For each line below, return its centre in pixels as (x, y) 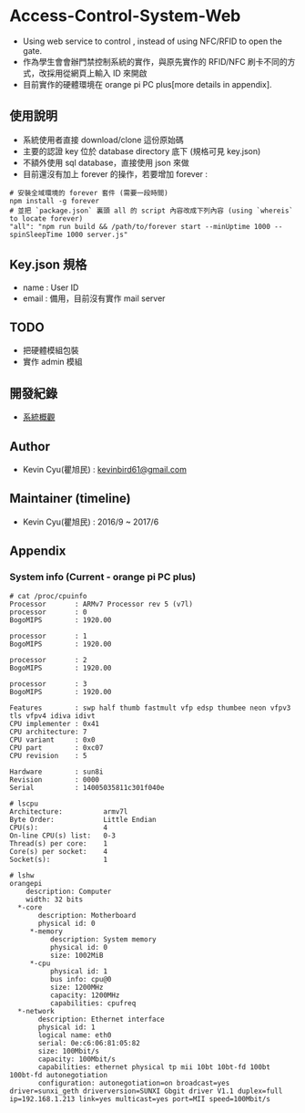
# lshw (22, 875)
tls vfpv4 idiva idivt (52, 716)
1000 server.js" (97, 234)
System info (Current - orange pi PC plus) (103, 577)
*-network (36, 1011)
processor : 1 (49, 636)
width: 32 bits (55, 900)
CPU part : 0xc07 (56, 748)
